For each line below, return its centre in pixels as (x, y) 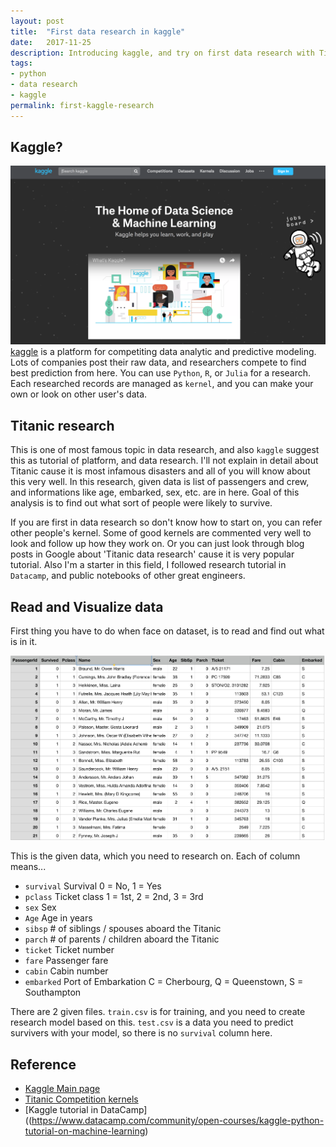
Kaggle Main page (62, 1088)
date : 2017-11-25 (51, 42)
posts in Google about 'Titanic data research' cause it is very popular (152, 554)
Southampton (53, 992)
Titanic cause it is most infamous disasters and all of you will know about (160, 471)
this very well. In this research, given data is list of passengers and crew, (160, 482)
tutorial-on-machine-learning (85, 1131)
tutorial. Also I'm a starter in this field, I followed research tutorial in (148, 565)
